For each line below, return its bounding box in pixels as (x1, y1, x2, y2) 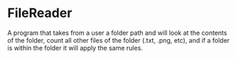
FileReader (7, 5, 73, 21)
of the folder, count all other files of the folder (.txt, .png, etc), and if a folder (7, 36, 230, 44)
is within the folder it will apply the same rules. (7, 43, 144, 52)
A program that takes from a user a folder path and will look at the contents (7, 28, 227, 37)
